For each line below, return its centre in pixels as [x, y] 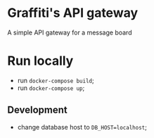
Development [38, 110]
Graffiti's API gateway [73, 13]
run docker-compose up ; [51, 88]
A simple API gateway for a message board [70, 32]
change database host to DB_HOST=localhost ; [82, 127]
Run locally [40, 61]
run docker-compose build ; [56, 80]
